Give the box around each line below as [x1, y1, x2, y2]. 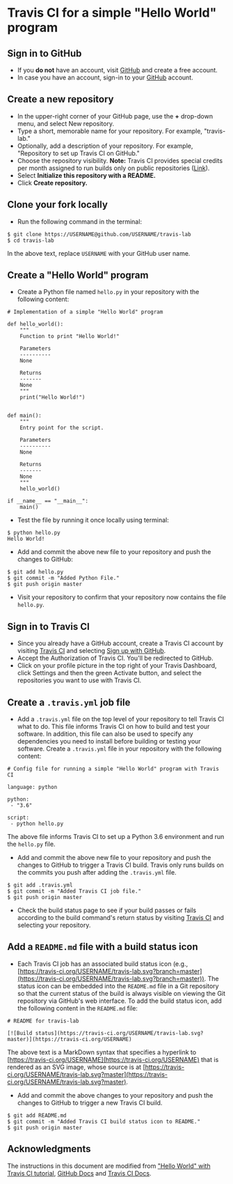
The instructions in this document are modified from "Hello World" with [7, 1162, 211, 1170]
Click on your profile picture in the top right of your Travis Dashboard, [17, 661, 217, 670]
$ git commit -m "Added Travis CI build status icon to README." [7, 1118, 200, 1125]
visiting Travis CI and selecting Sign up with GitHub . [17, 647, 166, 655]
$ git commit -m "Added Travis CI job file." [7, 888, 141, 895]
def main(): [7, 413, 42, 420]
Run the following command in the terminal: [17, 217, 143, 226]
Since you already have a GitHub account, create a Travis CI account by [17, 639, 224, 647]
